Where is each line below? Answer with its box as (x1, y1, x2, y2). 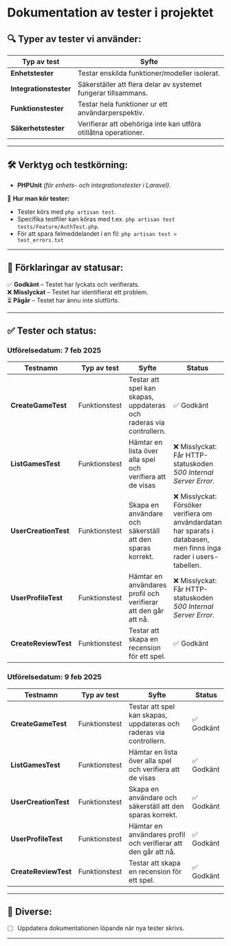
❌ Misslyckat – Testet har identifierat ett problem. (7, 287, 149, 296)
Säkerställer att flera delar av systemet (78, 80, 202, 89)
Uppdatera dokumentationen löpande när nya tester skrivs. (16, 924, 184, 932)
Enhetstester (10, 69, 54, 78)
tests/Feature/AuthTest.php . (16, 222, 100, 230)
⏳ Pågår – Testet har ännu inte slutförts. (7, 296, 120, 304)
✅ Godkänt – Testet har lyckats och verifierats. (7, 280, 140, 288)
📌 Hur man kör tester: (7, 194, 70, 202)
